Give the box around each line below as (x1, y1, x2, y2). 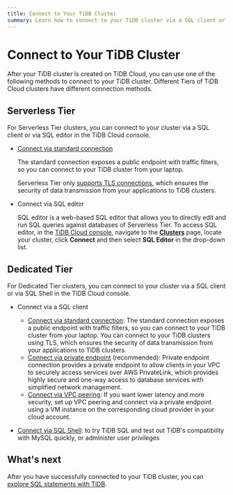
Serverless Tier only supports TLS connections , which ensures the (17, 179, 209, 187)
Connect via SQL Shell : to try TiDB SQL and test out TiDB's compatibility (17, 427, 225, 435)
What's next (7, 454, 61, 466)
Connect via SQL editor (17, 200, 85, 208)
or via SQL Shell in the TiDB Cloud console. (7, 289, 131, 297)
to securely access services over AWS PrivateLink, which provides (27, 368, 219, 377)
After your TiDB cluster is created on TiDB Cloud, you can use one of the (7, 70, 216, 78)
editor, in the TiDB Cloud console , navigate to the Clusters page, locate (17, 228, 223, 237)
